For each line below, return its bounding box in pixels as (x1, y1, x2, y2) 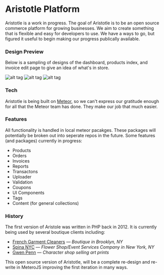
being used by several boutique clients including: (5, 229, 106, 235)
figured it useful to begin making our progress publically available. (5, 36, 140, 42)
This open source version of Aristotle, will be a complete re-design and (5, 259, 150, 265)
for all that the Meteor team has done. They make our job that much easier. (5, 103, 158, 109)
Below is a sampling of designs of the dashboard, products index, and (5, 60, 148, 66)
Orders (12, 153, 27, 159)
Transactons (12, 168, 38, 175)
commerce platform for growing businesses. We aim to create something (5, 25, 154, 31)
